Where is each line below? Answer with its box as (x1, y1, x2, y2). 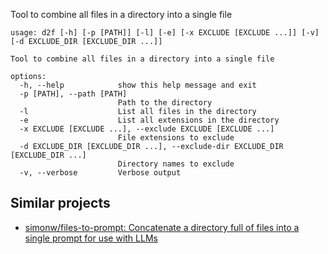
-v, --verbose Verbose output (19, 168, 182, 178)
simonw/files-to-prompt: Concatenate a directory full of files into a (24, 221, 300, 233)
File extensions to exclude (117, 133, 235, 143)
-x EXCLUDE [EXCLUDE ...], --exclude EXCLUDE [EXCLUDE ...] (19, 124, 275, 134)
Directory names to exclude (117, 159, 235, 169)
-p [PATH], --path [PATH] (19, 89, 128, 99)
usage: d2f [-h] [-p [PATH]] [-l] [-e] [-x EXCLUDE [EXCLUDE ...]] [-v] (10, 28, 320, 38)
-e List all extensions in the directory (19, 115, 280, 125)
